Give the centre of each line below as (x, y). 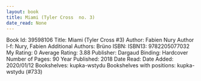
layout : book (22, 12)
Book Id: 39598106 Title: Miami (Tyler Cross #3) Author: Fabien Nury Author (100, 40)
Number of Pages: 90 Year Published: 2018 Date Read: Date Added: (90, 59)
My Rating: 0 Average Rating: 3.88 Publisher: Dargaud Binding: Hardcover (97, 53)
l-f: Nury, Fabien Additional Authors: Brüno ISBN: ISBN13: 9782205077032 (98, 46)
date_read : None (26, 23)
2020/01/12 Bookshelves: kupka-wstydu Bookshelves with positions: (91, 65)
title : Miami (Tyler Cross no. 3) (51, 17)
